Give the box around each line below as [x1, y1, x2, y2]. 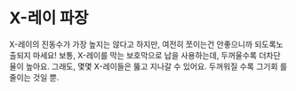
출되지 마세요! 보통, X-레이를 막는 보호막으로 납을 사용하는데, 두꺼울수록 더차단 [9, 49, 282, 60]
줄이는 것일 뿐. [9, 72, 60, 82]
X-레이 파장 [9, 8, 89, 28]
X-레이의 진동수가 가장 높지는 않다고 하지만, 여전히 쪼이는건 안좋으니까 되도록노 [9, 39, 284, 49]
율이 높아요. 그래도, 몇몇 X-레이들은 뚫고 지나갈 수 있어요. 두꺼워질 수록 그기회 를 [9, 61, 287, 72]
